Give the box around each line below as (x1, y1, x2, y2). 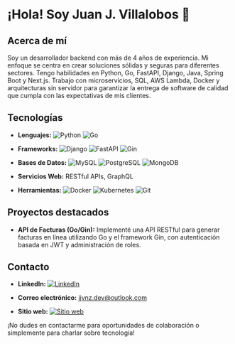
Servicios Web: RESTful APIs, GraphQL (17, 172, 133, 181)
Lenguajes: (17, 131, 52, 139)
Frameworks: (17, 144, 58, 153)
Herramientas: (17, 186, 62, 194)
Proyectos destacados (7, 206, 109, 219)
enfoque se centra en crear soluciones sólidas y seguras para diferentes (7, 61, 219, 70)
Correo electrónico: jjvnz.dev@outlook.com (17, 294, 148, 302)
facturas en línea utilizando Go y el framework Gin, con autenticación (17, 232, 220, 241)
